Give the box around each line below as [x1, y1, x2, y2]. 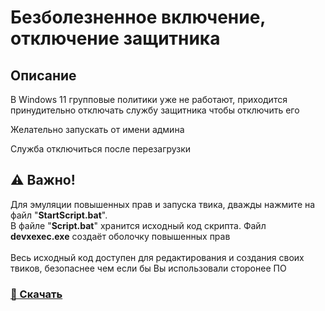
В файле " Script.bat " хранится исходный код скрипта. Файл [10, 219, 267, 231]
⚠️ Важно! [10, 172, 76, 189]
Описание [10, 67, 77, 84]
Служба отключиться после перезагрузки [10, 143, 192, 155]
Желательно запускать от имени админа [10, 124, 185, 135]
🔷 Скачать [10, 287, 63, 301]
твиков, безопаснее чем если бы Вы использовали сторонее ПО [10, 262, 287, 274]
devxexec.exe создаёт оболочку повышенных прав [10, 230, 231, 242]
